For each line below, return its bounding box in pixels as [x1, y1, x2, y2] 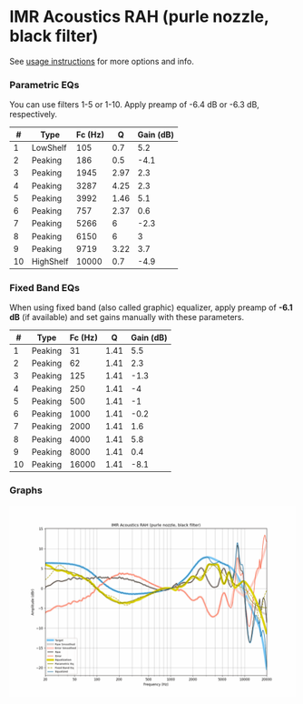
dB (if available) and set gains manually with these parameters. [9, 312, 245, 323]
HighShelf [31, 256, 69, 267]
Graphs [9, 484, 43, 497]
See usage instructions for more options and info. [9, 55, 195, 66]
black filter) [9, 25, 99, 46]
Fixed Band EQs [9, 281, 80, 294]
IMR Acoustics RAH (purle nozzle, [9, 6, 269, 27]
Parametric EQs [9, 78, 80, 91]
